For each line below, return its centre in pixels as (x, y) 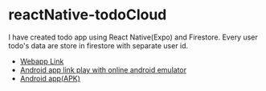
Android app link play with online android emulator (103, 69)
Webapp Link (42, 61)
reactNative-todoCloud (88, 15)
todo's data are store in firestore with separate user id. (98, 45)
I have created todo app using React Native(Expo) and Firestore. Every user (133, 37)
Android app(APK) (50, 78)
